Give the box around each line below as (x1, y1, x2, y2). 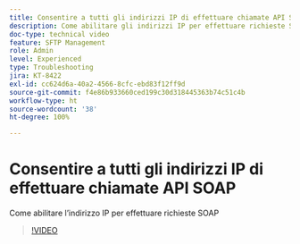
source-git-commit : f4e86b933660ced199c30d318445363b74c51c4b (9, 88, 246, 97)
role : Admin (9, 46, 54, 55)
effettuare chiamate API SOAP (9, 178, 237, 198)
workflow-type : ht (9, 96, 78, 105)
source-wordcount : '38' (9, 105, 98, 114)
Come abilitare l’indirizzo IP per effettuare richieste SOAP (9, 207, 220, 219)
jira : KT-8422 (9, 72, 62, 80)
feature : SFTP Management (9, 38, 105, 47)
